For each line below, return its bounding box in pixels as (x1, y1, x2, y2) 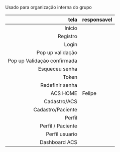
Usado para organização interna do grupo (5, 5, 92, 10)
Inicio (64, 25, 78, 32)
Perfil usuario (46, 130, 78, 137)
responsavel (82, 16, 112, 23)
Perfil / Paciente (40, 122, 78, 129)
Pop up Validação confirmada (8, 57, 78, 64)
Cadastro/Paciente (33, 106, 78, 113)
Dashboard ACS (40, 139, 78, 145)
